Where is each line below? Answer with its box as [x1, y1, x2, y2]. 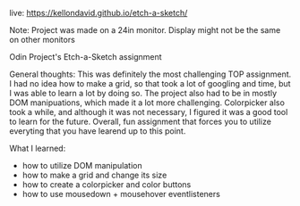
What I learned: [9, 143, 66, 153]
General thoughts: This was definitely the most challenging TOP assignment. [9, 69, 292, 79]
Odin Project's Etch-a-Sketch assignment [9, 52, 163, 62]
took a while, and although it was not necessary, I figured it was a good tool [9, 107, 288, 117]
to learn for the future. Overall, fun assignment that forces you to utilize [9, 116, 271, 127]
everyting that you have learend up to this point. [9, 126, 186, 136]
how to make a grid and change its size [21, 169, 167, 180]
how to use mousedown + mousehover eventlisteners [21, 189, 221, 199]
